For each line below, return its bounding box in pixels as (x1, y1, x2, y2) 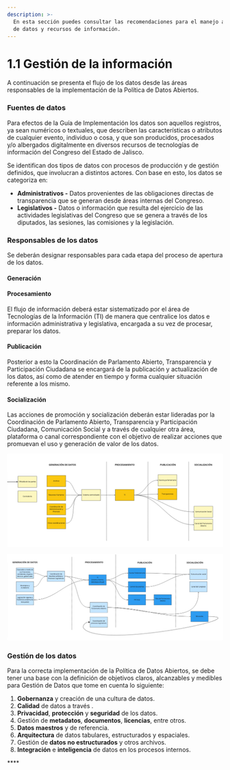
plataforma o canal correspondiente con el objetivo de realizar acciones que (7, 432, 222, 441)
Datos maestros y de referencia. (16, 724, 110, 732)
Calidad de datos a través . (16, 702, 94, 710)
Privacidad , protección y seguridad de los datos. (16, 709, 158, 717)
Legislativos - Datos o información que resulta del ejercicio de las (16, 203, 203, 212)
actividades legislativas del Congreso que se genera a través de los (16, 211, 207, 219)
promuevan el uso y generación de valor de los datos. (7, 440, 159, 448)
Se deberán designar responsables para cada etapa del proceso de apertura (7, 250, 223, 259)
